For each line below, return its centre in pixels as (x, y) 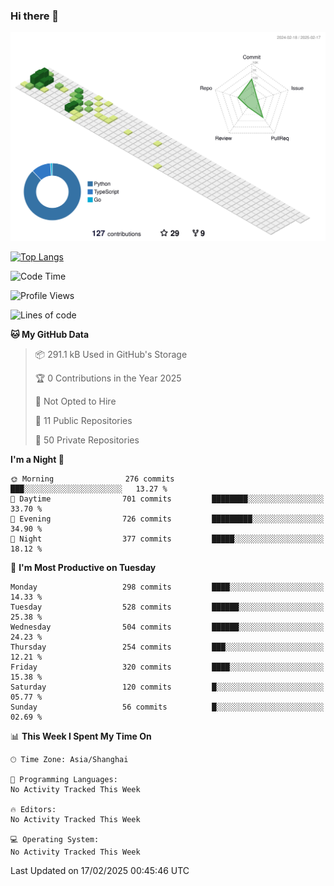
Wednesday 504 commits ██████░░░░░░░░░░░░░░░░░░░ (167, 627)
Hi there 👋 (35, 16)
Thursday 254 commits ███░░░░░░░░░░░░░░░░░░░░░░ (167, 647)
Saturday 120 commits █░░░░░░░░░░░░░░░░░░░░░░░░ (167, 687)
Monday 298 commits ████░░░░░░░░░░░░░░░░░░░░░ (167, 587)
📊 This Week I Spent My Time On (81, 736)
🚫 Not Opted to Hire (75, 401)
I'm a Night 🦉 (37, 460)
